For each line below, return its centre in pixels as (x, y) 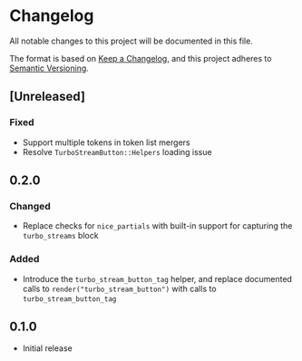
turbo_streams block (60, 236)
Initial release (47, 348)
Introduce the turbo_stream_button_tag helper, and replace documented (157, 278)
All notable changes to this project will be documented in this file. (132, 41)
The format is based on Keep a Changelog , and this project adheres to (141, 58)
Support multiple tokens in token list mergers (106, 142)
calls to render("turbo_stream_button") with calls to (119, 288)
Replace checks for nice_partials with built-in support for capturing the (157, 226)
